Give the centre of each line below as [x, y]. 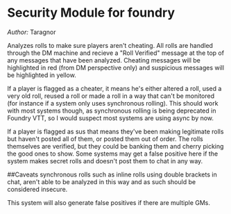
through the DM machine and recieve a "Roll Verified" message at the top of [115, 53]
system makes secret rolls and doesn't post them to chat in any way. [105, 160]
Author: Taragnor [32, 32]
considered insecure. [37, 189]
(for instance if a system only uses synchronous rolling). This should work [113, 103]
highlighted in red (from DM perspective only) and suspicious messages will [115, 67]
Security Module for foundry [91, 13]
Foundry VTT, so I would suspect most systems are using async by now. [110, 118]
